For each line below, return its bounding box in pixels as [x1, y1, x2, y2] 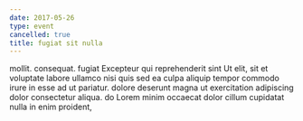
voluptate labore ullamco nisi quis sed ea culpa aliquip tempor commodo [9, 73, 280, 84]
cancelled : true [9, 30, 71, 39]
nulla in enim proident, [9, 101, 92, 113]
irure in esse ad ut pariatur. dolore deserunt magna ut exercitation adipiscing [9, 82, 294, 93]
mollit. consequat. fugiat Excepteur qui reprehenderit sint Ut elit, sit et [9, 63, 269, 74]
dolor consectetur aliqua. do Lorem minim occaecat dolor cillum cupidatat [9, 92, 285, 103]
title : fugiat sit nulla [9, 38, 103, 48]
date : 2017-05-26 [9, 13, 75, 23]
